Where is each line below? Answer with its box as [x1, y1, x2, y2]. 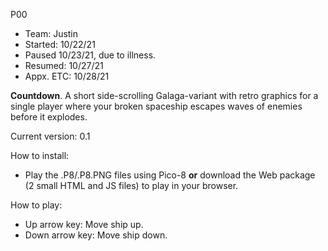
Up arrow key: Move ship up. [24, 219, 144, 230]
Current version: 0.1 [10, 130, 91, 142]
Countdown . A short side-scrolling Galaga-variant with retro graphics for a [10, 90, 319, 101]
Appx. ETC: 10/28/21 [24, 70, 110, 82]
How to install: [10, 150, 70, 161]
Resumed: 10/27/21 [24, 60, 104, 71]
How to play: [10, 199, 63, 211]
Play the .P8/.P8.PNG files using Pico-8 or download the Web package [24, 169, 316, 181]
